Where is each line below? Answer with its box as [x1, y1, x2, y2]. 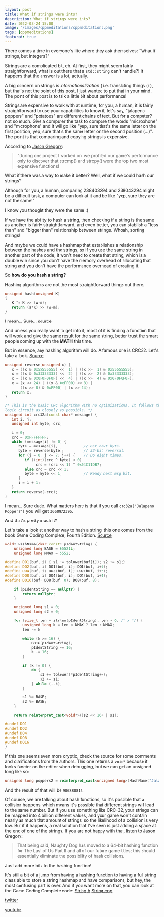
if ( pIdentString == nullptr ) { [14, 587, 80, 592]
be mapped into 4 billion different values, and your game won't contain [5, 812, 147, 818]
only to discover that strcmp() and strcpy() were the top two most [17, 158, 149, 164]
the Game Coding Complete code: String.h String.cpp [5, 888, 113, 893]
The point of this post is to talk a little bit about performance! [5, 93, 127, 99]
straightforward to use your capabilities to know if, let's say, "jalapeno [5, 107, 145, 113]
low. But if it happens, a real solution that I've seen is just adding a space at [5, 823, 156, 828]
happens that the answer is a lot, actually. [5, 73, 89, 79]
